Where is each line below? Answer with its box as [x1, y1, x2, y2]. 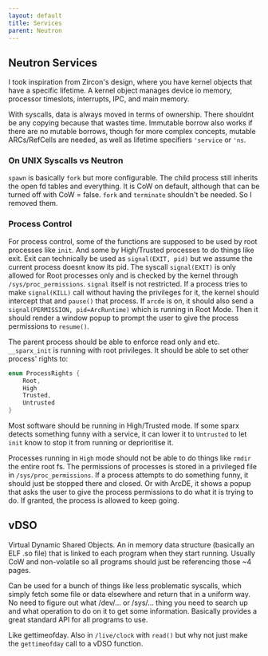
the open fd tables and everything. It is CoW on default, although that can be [8, 181, 260, 192]
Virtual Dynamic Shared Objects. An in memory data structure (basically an [8, 539, 255, 549]
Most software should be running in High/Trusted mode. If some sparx [8, 421, 239, 431]
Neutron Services [8, 56, 98, 69]
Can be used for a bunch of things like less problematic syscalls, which [8, 580, 242, 591]
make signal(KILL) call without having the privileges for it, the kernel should [8, 287, 259, 297]
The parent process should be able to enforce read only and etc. [8, 337, 221, 346]
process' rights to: [8, 354, 69, 363]
